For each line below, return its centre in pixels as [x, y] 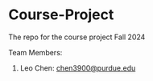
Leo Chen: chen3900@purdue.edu [78, 68]
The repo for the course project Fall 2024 [77, 37]
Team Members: [35, 52]
